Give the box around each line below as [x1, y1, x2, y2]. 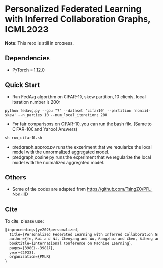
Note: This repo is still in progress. [5, 40, 74, 45]
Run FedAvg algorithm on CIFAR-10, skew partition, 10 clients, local [12, 93, 146, 100]
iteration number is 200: [12, 99, 61, 104]
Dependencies [5, 54, 50, 62]
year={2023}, [9, 250, 36, 255]
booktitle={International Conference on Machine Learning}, [9, 241, 133, 246]
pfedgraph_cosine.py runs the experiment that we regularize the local [12, 154, 151, 160]
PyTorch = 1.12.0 [12, 67, 45, 73]
